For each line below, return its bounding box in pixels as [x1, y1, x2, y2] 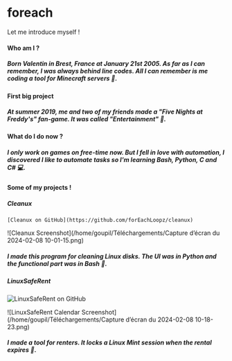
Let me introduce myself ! [7, 28, 80, 36]
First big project [7, 91, 54, 100]
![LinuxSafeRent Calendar [7, 308, 80, 316]
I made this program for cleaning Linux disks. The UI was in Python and [7, 252, 217, 261]
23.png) [7, 322, 30, 331]
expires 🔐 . [7, 346, 37, 354]
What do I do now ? [7, 132, 64, 141]
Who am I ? [7, 44, 40, 52]
